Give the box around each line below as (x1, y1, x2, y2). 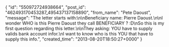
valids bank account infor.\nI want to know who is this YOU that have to (5, 31, 153, 36)
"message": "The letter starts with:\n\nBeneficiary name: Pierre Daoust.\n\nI (5, 15, 163, 20)
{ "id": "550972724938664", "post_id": (5, 4, 86, 10)
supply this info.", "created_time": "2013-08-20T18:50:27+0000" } (5, 36, 143, 42)
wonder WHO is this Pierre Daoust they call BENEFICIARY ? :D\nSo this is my (5, 20, 164, 26)
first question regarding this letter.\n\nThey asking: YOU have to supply (5, 25, 153, 31)
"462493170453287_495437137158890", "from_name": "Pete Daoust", (5, 9, 151, 15)
